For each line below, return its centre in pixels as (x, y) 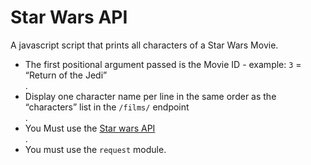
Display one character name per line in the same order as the (150, 96)
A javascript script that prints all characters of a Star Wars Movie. (144, 45)
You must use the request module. (95, 149)
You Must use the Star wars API (90, 128)
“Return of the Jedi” (66, 75)
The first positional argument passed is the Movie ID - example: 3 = (163, 64)
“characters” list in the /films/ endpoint (107, 107)
